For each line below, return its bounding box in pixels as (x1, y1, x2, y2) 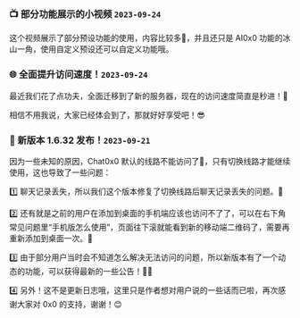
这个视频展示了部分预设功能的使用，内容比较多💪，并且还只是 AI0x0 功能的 (9, 33, 283, 44)
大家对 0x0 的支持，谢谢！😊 (16, 298, 122, 309)
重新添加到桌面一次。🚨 (9, 232, 94, 243)
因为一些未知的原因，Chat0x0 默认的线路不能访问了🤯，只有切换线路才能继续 (9, 155, 291, 166)
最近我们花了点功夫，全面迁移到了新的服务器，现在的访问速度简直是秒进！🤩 (9, 90, 288, 101)
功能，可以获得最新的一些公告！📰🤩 (24, 265, 154, 276)
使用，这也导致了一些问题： (9, 167, 112, 178)
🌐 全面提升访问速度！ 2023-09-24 (9, 69, 148, 81)
